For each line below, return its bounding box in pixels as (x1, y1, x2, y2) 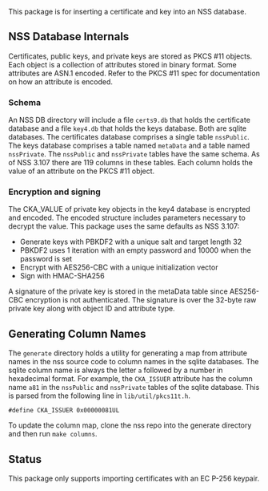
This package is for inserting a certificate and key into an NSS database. (8, 7, 246, 16)
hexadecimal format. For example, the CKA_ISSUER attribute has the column (8, 374, 254, 383)
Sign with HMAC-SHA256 (19, 271, 106, 281)
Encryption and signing (8, 186, 102, 197)
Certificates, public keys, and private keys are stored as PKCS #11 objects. (8, 51, 253, 61)
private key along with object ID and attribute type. (8, 304, 175, 314)
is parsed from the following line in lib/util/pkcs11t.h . (8, 391, 190, 400)
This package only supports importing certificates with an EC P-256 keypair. (8, 473, 260, 484)
